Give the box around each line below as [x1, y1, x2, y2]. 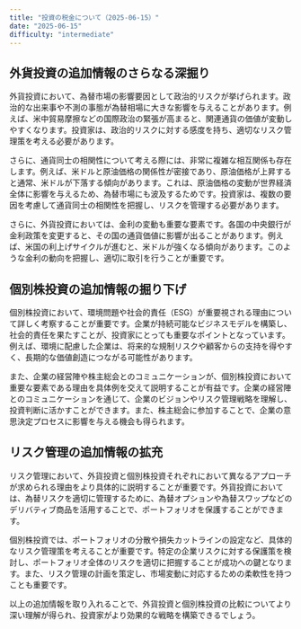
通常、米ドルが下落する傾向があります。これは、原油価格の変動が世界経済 [16, 177, 292, 189]
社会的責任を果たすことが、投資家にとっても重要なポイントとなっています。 [9, 330, 290, 340]
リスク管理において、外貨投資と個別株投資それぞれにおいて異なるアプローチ [9, 470, 292, 481]
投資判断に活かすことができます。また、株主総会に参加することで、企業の [9, 405, 284, 415]
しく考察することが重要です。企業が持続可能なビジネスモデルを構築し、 [24, 318, 292, 329]
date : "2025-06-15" [9, 22, 83, 31]
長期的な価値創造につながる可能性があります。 [24, 352, 198, 362]
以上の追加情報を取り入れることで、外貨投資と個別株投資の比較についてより [9, 598, 292, 609]
